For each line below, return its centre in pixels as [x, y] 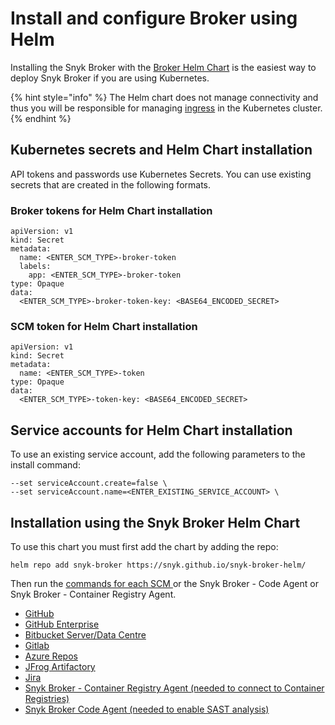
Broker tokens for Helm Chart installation [111, 210]
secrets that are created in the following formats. [111, 184]
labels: [35, 267]
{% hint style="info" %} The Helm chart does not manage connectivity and [164, 97]
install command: [45, 465]
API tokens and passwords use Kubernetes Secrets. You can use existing [161, 174]
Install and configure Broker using [154, 18]
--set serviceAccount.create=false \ [89, 483]
